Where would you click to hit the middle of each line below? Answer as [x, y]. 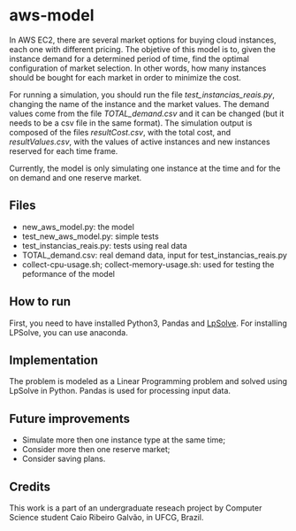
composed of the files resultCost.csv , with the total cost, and [120, 132]
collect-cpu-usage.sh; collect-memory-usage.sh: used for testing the [148, 264]
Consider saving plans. [64, 459]
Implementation [54, 360]
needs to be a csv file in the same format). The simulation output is [131, 123]
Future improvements [70, 418]
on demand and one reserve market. [76, 177]
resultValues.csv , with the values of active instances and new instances [140, 142]
